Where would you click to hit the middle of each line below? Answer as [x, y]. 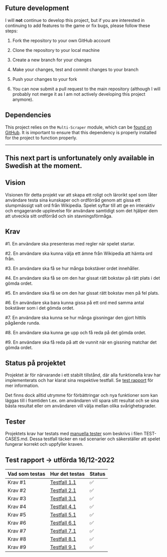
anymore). [23, 99]
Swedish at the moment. [44, 166]
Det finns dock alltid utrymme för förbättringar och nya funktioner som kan [82, 395]
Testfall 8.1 [63, 539]
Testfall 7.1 [63, 531]
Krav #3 [17, 499]
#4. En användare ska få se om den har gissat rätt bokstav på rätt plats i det [83, 278]
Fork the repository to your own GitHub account [61, 40]
